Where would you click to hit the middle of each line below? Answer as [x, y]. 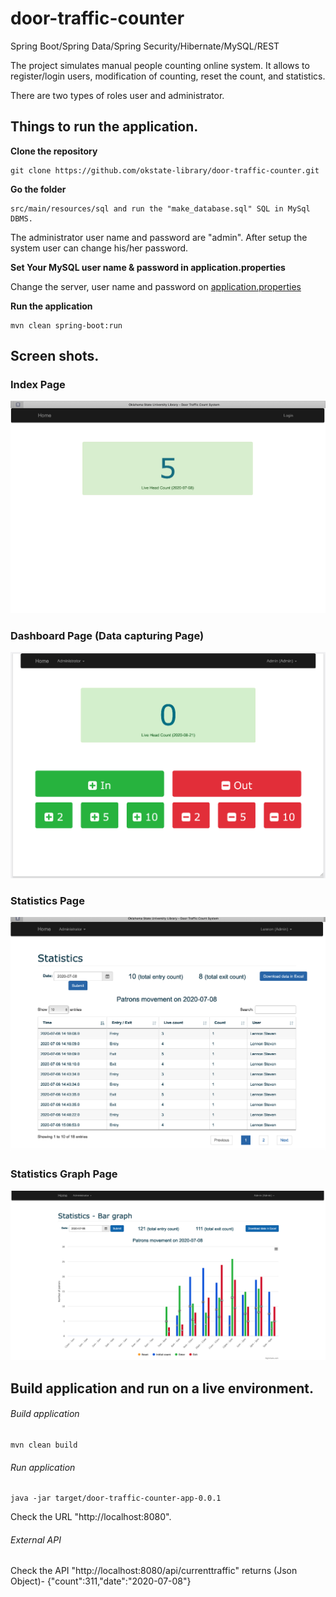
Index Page [38, 385]
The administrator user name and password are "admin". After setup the [159, 237]
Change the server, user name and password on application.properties [156, 286]
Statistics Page [47, 900]
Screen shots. [55, 356]
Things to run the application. [104, 127]
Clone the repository [54, 151]
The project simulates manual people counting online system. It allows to [160, 65]
